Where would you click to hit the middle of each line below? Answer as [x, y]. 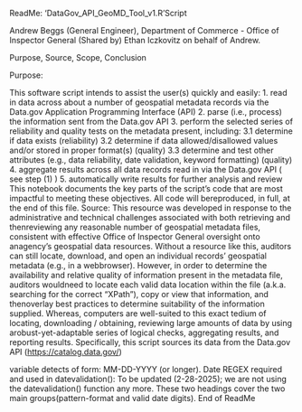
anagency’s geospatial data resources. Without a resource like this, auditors [151, 246]
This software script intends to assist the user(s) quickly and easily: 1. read [148, 93]
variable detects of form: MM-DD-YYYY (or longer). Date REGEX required [146, 369]
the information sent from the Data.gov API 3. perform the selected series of [151, 122]
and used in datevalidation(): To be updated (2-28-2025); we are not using [148, 379]
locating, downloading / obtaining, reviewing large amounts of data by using [151, 323]
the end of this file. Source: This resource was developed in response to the [151, 208]
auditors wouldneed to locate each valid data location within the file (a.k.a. [148, 285]
